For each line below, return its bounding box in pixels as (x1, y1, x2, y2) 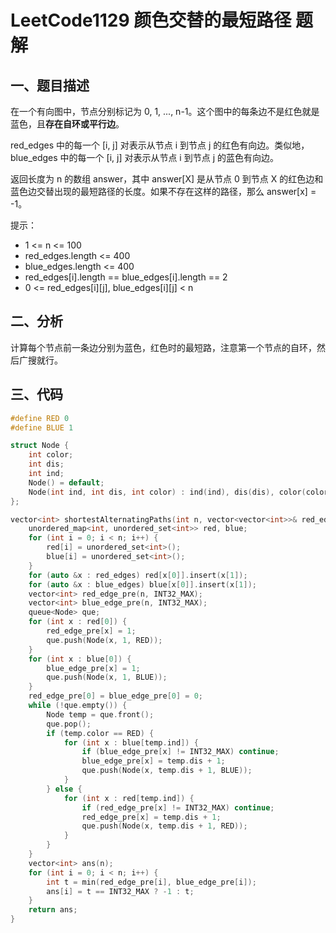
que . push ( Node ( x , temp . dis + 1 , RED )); (81, 821, 248, 831)
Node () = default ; (28, 477, 105, 488)
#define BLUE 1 (10, 422, 74, 433)
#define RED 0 (10, 413, 70, 423)
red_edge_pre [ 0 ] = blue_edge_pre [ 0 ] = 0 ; (28, 691, 204, 701)
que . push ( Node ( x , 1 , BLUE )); (46, 672, 168, 683)
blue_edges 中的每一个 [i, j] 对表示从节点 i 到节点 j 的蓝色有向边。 (10, 152, 279, 163)
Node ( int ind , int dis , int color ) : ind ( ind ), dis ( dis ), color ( (28, 487, 307, 497)
